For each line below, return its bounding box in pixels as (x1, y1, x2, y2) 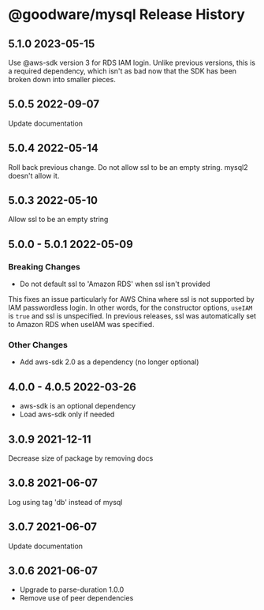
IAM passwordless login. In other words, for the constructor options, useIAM (8, 303, 253, 313)
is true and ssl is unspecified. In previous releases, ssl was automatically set (8, 311, 257, 321)
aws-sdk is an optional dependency (19, 401, 136, 411)
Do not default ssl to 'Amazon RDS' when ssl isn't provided (19, 279, 210, 289)
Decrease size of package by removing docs (8, 454, 154, 463)
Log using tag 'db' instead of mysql (8, 497, 123, 506)
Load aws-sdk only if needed (19, 409, 115, 420)
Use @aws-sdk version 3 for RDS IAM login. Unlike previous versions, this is (8, 58, 256, 67)
